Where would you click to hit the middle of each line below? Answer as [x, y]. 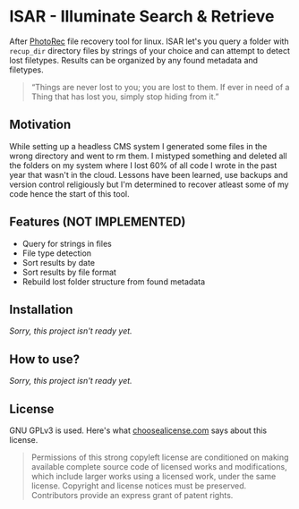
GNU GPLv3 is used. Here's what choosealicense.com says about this [138, 430]
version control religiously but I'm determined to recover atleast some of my [149, 184]
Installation [41, 309]
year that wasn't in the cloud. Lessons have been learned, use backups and [149, 174]
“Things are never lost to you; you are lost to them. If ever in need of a [160, 87]
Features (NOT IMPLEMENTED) [98, 222]
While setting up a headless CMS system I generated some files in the [138, 146]
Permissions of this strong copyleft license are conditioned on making [160, 457]
